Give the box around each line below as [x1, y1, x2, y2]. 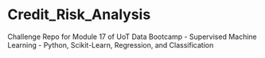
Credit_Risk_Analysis [7, 6, 151, 24]
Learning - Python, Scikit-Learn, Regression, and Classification [7, 40, 214, 49]
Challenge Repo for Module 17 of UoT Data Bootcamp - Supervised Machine [7, 32, 258, 41]
